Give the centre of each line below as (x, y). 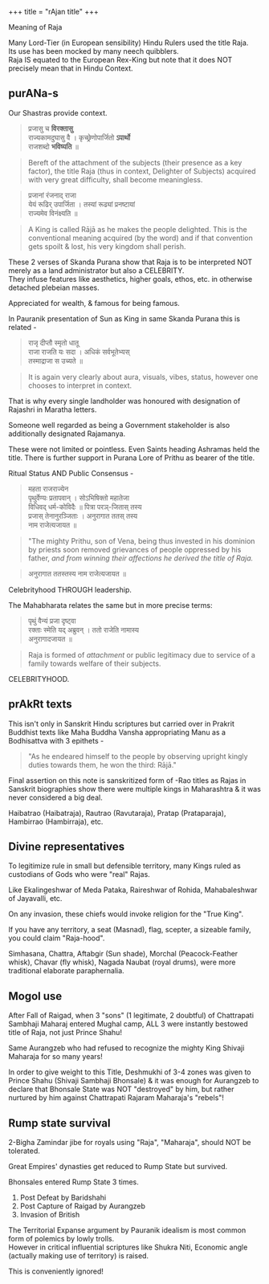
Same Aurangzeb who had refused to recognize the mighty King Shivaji (126, 1048)
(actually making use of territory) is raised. (79, 1256)
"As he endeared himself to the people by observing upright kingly (138, 756)
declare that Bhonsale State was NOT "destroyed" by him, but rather (121, 1089)
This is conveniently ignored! (56, 1271)
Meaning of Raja (35, 27)
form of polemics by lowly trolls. (61, 1239)
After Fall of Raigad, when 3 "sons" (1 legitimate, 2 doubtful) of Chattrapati (131, 1016)
